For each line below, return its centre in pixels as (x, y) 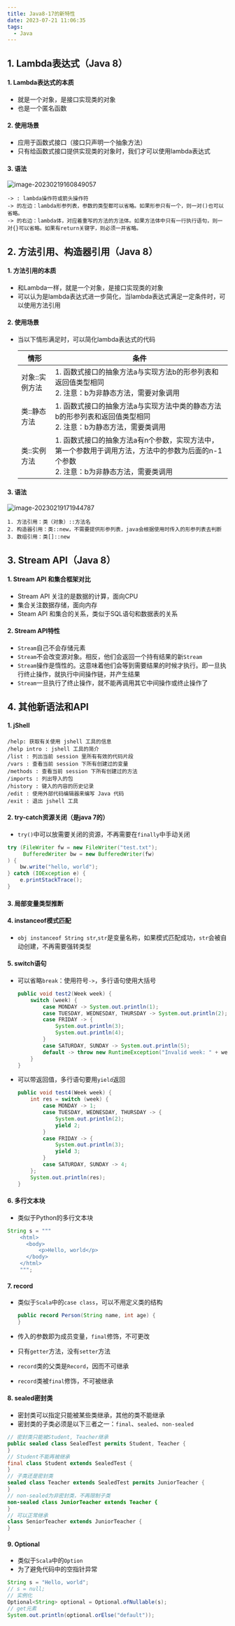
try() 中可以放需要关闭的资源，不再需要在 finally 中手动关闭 (104, 834)
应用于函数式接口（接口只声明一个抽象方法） (82, 143)
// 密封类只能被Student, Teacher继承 (58, 1437)
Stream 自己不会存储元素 (51, 648)
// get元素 (22, 1608)
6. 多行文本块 (26, 1201)
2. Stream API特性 (34, 631)
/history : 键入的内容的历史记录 (51, 786)
